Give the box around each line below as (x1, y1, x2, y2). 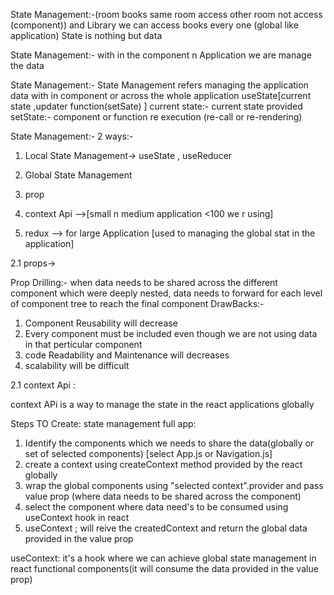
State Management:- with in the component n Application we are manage (10, 49, 312, 61)
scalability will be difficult (24, 360, 130, 371)
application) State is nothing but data (10, 30, 163, 41)
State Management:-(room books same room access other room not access (10, 9, 323, 20)
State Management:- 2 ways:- (10, 130, 134, 142)
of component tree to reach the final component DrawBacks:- (10, 298, 265, 309)
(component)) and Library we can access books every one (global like (10, 19, 299, 31)
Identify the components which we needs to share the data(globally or (24, 437, 315, 449)
